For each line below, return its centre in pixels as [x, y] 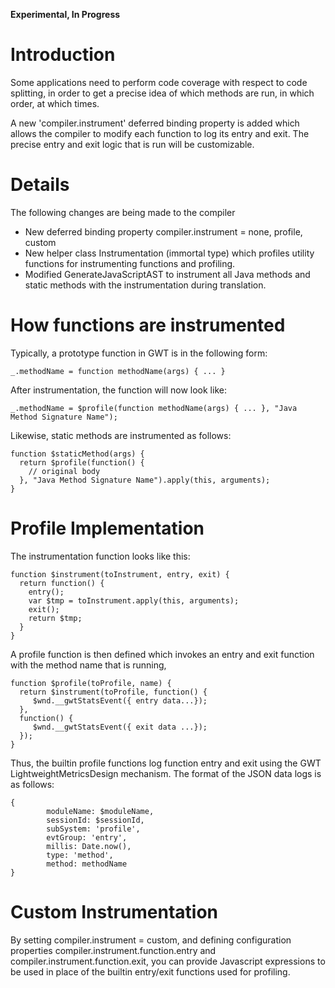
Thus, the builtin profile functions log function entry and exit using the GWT [166, 763]
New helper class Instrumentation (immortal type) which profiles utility [169, 253]
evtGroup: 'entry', [87, 837]
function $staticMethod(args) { [77, 454]
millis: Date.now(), [89, 846]
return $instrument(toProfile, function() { [113, 692]
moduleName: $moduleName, [100, 811]
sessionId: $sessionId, [95, 820]
